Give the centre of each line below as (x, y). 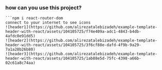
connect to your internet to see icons (48, 23)
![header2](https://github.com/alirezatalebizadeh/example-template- (82, 41)
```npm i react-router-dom (34, 18)
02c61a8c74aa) (21, 63)
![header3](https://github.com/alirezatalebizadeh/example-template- (82, 54)
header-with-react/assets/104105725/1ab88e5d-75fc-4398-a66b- (73, 59)
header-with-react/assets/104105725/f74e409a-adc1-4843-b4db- (73, 32)
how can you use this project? (43, 8)
